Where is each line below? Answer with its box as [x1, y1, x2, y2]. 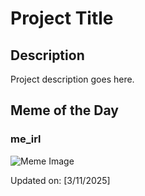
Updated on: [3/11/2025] [10, 174, 111, 186]
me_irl [10, 132, 42, 146]
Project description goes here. [10, 73, 135, 85]
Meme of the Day [10, 102, 119, 119]
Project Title [10, 7, 114, 30]
